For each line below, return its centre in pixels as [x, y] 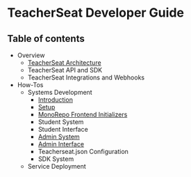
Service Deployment [57, 166]
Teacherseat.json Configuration [83, 152]
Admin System [59, 137]
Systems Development [60, 92]
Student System [61, 122]
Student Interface [63, 129]
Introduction [55, 100]
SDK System [56, 159]
